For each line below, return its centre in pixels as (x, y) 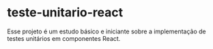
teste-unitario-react (65, 13)
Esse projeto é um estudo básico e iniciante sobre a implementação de (106, 31)
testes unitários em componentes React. (64, 38)
